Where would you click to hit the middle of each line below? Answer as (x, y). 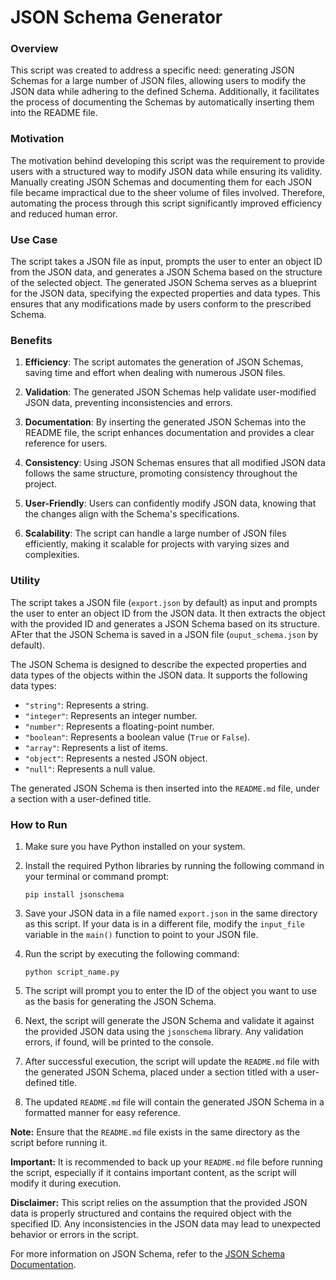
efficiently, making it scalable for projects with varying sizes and (157, 544)
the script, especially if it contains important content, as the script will (153, 1172)
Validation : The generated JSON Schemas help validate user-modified (170, 392)
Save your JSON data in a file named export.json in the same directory (171, 913)
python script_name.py (72, 972)
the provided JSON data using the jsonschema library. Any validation (164, 1031)
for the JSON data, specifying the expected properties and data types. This (165, 293)
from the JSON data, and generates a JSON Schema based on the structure (166, 272)
